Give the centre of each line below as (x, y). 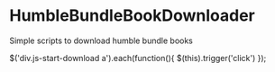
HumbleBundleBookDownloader (132, 16)
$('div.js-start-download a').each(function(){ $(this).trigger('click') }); (138, 58)
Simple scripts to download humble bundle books (101, 40)
